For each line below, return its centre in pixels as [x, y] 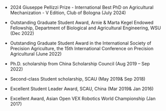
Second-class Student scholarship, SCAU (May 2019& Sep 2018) [78, 79]
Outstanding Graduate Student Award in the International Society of [80, 43]
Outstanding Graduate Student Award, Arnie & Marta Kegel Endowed [82, 23]
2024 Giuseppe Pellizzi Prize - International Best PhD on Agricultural [82, 7]
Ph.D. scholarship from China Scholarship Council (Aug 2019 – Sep [80, 64]
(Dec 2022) [22, 33]
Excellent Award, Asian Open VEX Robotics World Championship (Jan [83, 99]
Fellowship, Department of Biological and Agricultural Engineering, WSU [86, 28]
